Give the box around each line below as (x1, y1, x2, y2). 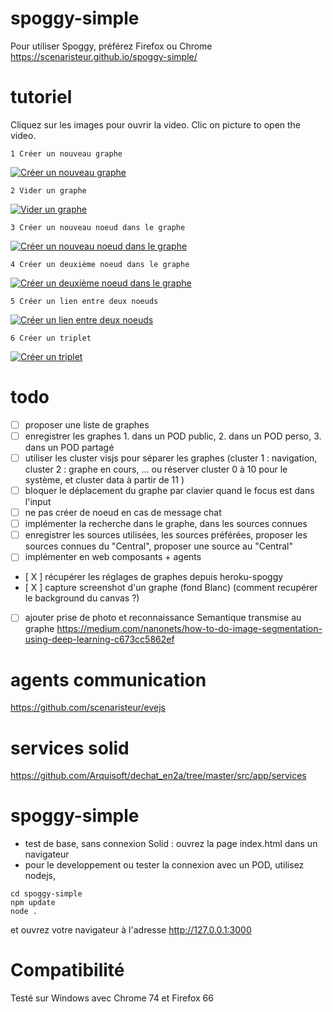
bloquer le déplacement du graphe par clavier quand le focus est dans (24, 485, 315, 496)
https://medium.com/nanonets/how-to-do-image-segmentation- (56, 623, 323, 635)
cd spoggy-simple (10, 889, 83, 899)
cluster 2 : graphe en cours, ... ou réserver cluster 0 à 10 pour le (24, 463, 288, 475)
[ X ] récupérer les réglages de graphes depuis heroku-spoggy (24, 571, 284, 583)
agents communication (10, 668, 207, 691)
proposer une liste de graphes (24, 418, 150, 431)
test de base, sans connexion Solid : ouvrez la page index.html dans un (24, 838, 318, 850)
